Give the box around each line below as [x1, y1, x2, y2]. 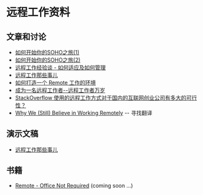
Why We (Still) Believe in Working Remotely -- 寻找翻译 [15, 110, 153, 116]
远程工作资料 [6, 5, 71, 19]
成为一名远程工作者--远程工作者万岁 [15, 87, 105, 94]
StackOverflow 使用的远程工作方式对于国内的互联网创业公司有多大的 [15, 94, 187, 101]
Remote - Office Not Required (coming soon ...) [15, 182, 133, 189]
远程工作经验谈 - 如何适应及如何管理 [15, 64, 106, 71]
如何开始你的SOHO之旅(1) [15, 49, 80, 56]
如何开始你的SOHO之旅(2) [15, 56, 81, 64]
